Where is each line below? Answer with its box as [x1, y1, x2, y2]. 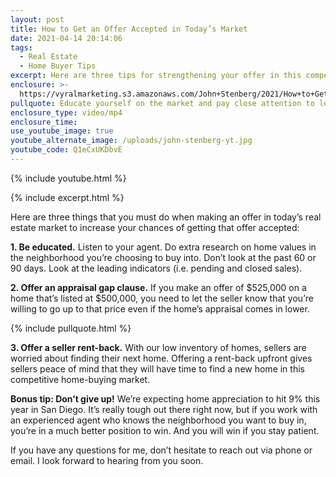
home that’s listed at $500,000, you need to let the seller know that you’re [10, 292, 314, 304]
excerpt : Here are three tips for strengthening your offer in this [10, 71, 302, 81]
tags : [10, 42, 33, 53]
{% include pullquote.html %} [10, 322, 132, 334]
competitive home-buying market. [10, 373, 151, 385]
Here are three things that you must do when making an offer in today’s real [10, 211, 322, 223]
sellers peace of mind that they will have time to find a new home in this [10, 362, 305, 375]
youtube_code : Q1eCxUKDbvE [10, 145, 123, 155]
